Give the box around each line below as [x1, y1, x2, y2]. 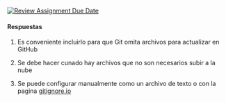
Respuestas [7, 22, 43, 31]
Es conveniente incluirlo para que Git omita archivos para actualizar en [17, 38, 220, 46]
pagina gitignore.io [17, 87, 72, 95]
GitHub [17, 45, 38, 53]
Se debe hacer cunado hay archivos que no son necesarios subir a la [17, 59, 216, 67]
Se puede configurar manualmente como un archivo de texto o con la [17, 80, 216, 88]
